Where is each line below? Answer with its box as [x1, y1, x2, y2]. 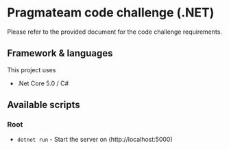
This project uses [7, 65, 56, 74]
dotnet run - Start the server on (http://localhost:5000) [16, 136, 173, 144]
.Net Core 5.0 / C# [16, 79, 69, 87]
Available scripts [7, 99, 80, 111]
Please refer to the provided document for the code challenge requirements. [7, 28, 223, 36]
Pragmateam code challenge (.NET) [7, 5, 215, 21]
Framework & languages [7, 47, 113, 59]
